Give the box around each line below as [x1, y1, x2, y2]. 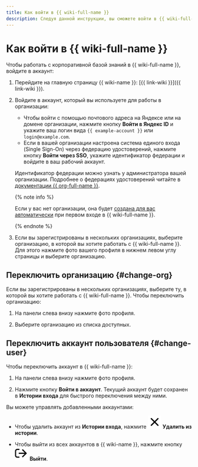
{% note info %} [14, 193, 54, 200]
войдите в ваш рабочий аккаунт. [23, 158, 105, 165]
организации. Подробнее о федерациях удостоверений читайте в [14, 176, 181, 183]
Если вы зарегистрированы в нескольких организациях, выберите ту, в [6, 286, 187, 293]
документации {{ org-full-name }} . [14, 182, 100, 189]
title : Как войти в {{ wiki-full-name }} [6, 9, 110, 15]
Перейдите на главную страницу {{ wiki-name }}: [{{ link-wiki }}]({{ [14, 79, 181, 86]
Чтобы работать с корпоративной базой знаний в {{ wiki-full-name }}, [6, 61, 181, 68]
